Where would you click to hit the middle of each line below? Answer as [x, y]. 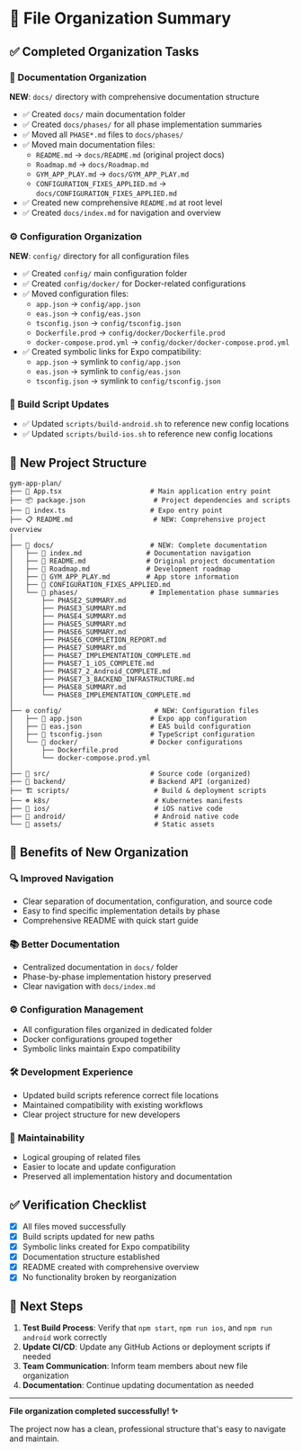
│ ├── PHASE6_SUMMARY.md [68, 632]
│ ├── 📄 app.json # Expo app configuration [128, 719]
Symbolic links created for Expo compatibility [106, 1247]
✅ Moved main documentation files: [89, 144]
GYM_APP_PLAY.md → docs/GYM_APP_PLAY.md [112, 174]
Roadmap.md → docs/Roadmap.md [92, 164]
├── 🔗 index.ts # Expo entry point [116, 511]
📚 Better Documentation [65, 944]
